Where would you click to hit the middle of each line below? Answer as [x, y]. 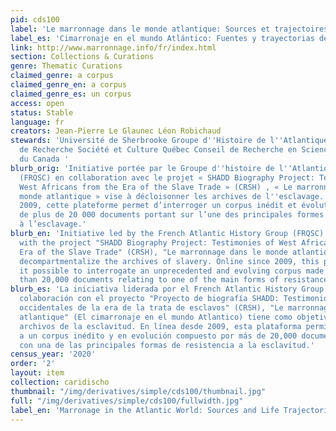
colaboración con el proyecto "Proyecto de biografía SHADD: [149, 299]
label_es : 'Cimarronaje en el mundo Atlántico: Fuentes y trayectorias [162, 38]
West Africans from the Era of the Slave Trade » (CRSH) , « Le [156, 187]
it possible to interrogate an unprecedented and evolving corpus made [172, 271]
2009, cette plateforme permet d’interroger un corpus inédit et [158, 206]
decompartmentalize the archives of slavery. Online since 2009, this [169, 261]
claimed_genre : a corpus [62, 76]
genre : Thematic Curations [66, 66]
